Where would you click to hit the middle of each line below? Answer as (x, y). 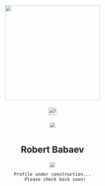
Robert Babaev (52, 150)
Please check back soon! (55, 179)
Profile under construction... (52, 174)
